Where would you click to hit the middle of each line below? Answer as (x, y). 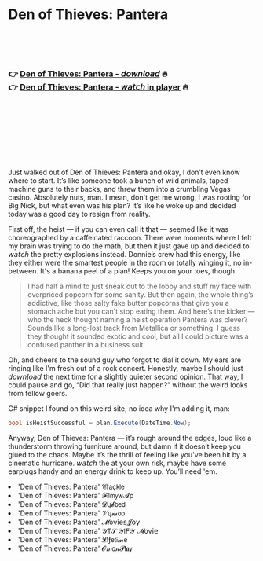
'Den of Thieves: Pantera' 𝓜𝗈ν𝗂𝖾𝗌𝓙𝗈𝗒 (79, 522)
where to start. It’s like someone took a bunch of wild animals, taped (118, 181)
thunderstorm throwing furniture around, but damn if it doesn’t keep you (125, 446)
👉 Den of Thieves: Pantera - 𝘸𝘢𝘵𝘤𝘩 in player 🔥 (98, 86)
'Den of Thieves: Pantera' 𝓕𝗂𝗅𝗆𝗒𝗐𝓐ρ (76, 496)
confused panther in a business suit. (86, 345)
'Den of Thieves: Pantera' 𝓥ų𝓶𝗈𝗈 (72, 513)
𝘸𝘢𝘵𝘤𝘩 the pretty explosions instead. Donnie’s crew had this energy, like (124, 255)
